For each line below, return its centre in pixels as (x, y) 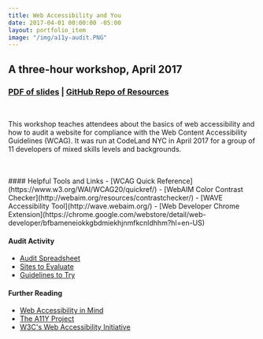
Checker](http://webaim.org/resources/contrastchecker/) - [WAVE (115, 197)
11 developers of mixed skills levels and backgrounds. (95, 149)
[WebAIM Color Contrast (204, 189)
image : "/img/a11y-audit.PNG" (58, 37)
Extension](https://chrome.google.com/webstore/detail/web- (107, 214)
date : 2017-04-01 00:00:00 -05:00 (65, 23)
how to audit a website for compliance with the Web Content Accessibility (128, 132)
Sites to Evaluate (47, 267)
